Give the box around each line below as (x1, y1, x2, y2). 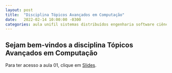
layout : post (5, 7, 33, 13)
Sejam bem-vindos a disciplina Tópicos (5, 40, 134, 49)
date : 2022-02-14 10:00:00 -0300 (5, 17, 81, 22)
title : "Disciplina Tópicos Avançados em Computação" (5, 12, 125, 17)
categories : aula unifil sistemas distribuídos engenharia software (5, 21, 155, 27)
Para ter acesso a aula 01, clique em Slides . (5, 62, 97, 68)
